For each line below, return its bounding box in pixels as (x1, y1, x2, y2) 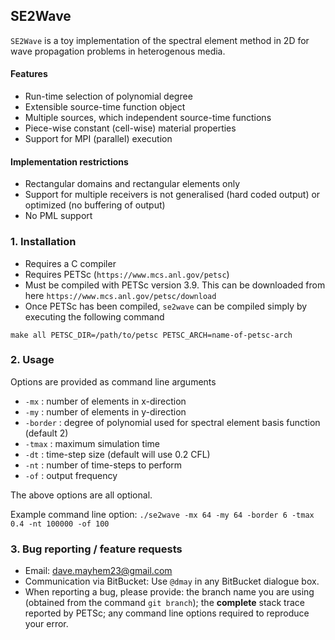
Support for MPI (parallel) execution (24, 133, 173, 145)
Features (10, 68, 48, 80)
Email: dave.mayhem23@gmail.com (24, 565, 173, 577)
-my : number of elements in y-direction (24, 405, 187, 418)
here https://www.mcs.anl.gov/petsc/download (24, 289, 217, 301)
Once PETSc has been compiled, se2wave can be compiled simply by (24, 300, 308, 312)
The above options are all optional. (10, 489, 153, 501)
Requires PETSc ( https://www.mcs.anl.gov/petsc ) (24, 268, 230, 280)
